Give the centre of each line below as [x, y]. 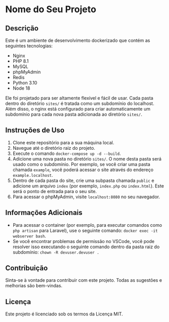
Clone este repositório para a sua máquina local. [63, 142]
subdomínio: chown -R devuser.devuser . [56, 252]
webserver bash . [30, 236]
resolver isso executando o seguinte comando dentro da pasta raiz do [86, 247]
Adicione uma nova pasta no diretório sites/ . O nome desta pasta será [87, 158]
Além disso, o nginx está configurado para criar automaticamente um [78, 109]
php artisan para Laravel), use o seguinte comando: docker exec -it [85, 230]
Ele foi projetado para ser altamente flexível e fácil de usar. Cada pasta [79, 98]
